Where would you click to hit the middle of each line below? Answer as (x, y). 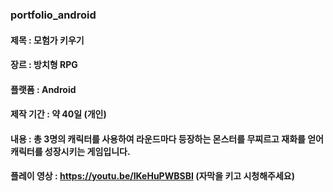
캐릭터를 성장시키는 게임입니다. (70, 151)
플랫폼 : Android (43, 89)
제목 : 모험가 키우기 (47, 40)
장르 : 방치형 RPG (44, 65)
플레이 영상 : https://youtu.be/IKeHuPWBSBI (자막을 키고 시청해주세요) (153, 176)
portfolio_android (53, 15)
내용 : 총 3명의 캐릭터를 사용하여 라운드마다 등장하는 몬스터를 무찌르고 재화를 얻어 (167, 139)
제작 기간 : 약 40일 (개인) (58, 114)
